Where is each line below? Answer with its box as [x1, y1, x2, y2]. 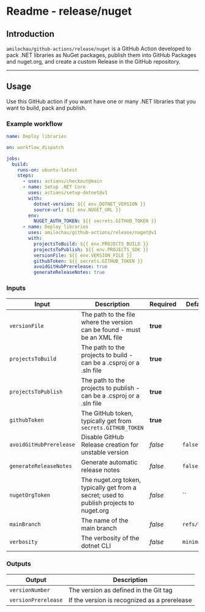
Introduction [6, 29, 55, 39]
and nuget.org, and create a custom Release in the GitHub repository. [6, 58, 181, 65]
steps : [17, 173, 34, 179]
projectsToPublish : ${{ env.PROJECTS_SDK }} [33, 246, 149, 252]
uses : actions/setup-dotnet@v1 [28, 190, 108, 196]
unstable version [81, 448, 129, 456]
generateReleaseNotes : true [33, 270, 105, 276]
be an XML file [81, 333, 123, 341]
